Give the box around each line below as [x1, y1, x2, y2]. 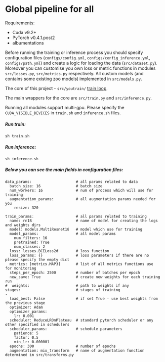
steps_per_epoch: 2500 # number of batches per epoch [9, 270, 140, 275]
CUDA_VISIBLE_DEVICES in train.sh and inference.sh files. [5, 110, 121, 116]
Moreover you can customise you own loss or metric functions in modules [5, 65, 156, 71]
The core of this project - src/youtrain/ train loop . [5, 85, 108, 91]
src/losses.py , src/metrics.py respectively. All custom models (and [5, 70, 144, 76]
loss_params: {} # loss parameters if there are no [9, 253, 149, 258]
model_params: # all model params [9, 231, 116, 236]
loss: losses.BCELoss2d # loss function [9, 248, 110, 253]
